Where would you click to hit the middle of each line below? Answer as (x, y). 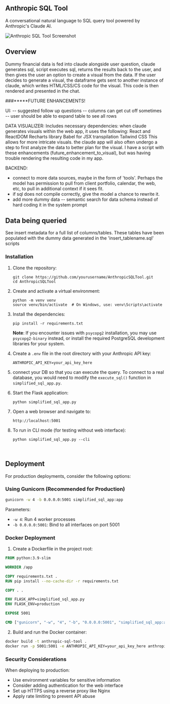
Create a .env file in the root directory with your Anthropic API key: (82, 353)
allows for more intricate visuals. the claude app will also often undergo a (81, 142)
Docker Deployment (30, 538)
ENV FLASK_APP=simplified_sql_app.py (45, 600)
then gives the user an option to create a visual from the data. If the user (80, 75)
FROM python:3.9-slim (28, 558)
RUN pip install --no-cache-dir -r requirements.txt (62, 581)
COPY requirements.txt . (31, 576)
